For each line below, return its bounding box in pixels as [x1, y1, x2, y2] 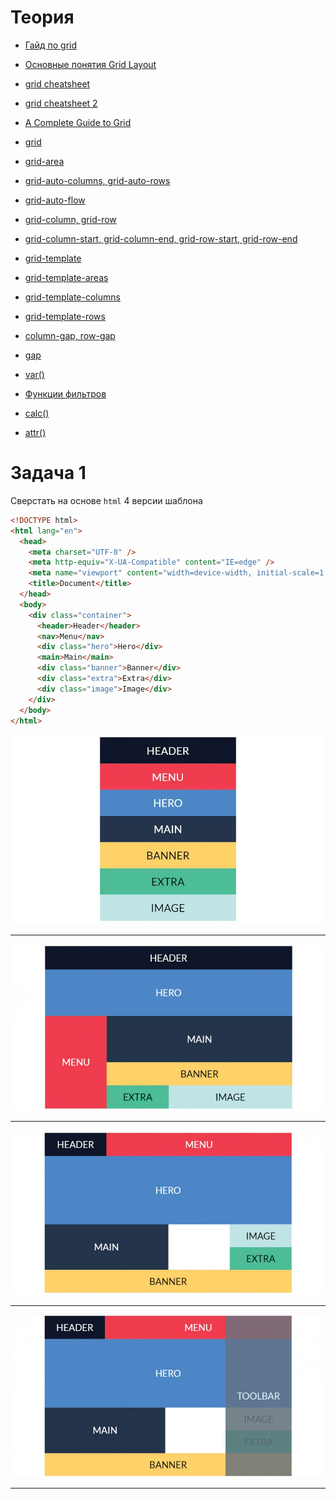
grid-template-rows [24, 310, 106, 322]
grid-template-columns [24, 291, 121, 303]
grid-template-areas [24, 271, 109, 283]
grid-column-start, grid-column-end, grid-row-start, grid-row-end [24, 232, 298, 245]
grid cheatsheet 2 [24, 97, 98, 109]
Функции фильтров [24, 387, 107, 400]
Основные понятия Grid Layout [24, 58, 157, 70]
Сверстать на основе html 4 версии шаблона [10, 494, 203, 506]
